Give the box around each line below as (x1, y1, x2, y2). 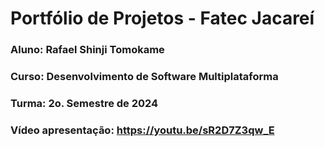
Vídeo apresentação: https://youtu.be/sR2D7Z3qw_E (10, 123, 275, 137)
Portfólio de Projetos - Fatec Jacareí (10, 7, 315, 30)
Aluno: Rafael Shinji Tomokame (10, 43, 165, 57)
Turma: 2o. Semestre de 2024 (10, 96, 159, 110)
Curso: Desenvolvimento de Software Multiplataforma (10, 70, 279, 84)
